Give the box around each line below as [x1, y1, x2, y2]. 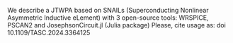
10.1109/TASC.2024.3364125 [7, 28, 91, 37]
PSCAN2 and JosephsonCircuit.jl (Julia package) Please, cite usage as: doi [7, 21, 227, 29]
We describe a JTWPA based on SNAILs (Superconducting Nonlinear [7, 6, 209, 14]
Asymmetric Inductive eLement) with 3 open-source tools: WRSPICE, [7, 13, 209, 22]
